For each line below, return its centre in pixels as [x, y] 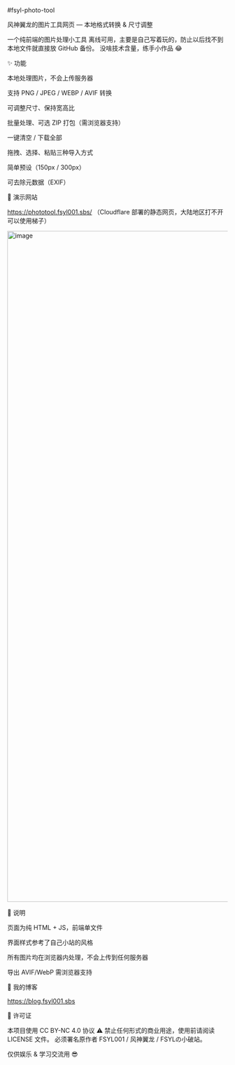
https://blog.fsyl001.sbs [41, 1001]
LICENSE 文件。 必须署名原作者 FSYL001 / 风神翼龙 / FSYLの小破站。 [107, 1039]
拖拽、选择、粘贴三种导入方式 [50, 152]
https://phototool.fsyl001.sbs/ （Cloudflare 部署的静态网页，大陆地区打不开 [115, 212]
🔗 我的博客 [23, 987]
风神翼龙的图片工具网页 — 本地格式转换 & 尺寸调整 [80, 25]
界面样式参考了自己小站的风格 [50, 942]
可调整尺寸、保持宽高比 [41, 108]
